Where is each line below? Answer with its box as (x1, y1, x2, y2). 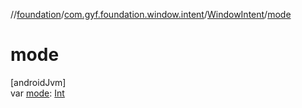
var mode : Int (10, 87, 65, 99)
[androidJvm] (10, 76, 67, 88)
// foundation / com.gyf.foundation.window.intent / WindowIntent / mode (10, 9, 292, 20)
